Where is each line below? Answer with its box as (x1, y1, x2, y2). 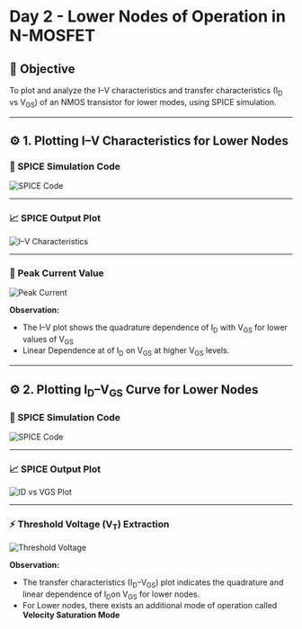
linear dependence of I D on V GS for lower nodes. (22, 589, 200, 601)
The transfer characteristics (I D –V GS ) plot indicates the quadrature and (22, 577, 284, 589)
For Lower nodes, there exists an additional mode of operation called (22, 600, 278, 611)
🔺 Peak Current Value (9, 267, 105, 279)
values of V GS (22, 333, 74, 347)
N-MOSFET (9, 25, 96, 46)
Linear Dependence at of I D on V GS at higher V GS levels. (22, 345, 230, 359)
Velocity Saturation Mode (22, 609, 120, 621)
